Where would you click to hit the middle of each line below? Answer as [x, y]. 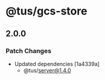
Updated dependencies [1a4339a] [57, 64]
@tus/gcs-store [46, 11]
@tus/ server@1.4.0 [47, 70]
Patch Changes [29, 51]
